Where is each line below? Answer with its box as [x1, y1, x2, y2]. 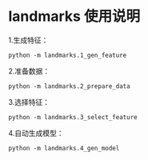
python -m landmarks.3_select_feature [8, 113, 138, 121]
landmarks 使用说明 [8, 7, 141, 26]
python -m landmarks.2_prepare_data [8, 82, 130, 90]
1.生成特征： [8, 35, 49, 45]
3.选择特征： [8, 97, 50, 106]
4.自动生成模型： [8, 128, 64, 138]
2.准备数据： [8, 66, 50, 76]
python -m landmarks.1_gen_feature [8, 51, 127, 59]
